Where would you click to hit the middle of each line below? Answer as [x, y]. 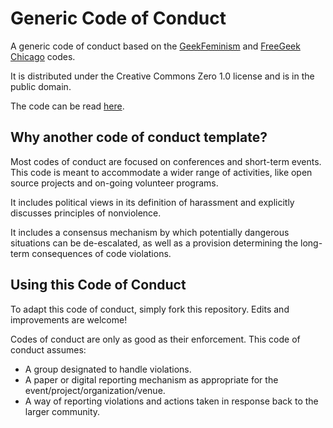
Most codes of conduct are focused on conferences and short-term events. [166, 161]
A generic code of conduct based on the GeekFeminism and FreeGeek [155, 46]
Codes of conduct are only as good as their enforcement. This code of [155, 339]
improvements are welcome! [69, 319]
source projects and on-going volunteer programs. [114, 183]
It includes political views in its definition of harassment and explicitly [152, 202]
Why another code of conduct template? [139, 137]
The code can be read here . [67, 106]
